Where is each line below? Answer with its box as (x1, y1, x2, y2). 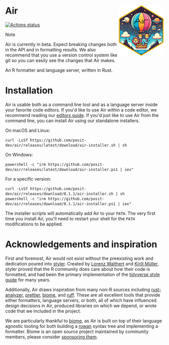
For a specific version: (5, 176, 51, 182)
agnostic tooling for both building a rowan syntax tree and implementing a (5, 323, 158, 329)
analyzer (5, 292, 23, 298)
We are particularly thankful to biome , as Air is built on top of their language (5, 318, 162, 324)
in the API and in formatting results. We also (5, 46, 96, 52)
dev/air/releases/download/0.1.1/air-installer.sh (5, 191, 114, 196)
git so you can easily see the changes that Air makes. (5, 57, 116, 63)
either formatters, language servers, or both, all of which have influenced (5, 297, 157, 303)
